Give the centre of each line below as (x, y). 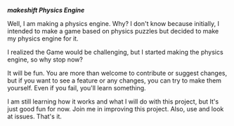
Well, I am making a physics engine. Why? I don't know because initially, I (113, 23)
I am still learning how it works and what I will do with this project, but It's (113, 101)
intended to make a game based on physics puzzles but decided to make (113, 31)
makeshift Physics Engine (46, 10)
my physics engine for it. (43, 38)
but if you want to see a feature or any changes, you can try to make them (115, 80)
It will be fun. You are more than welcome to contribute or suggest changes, (117, 73)
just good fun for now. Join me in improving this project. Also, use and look (116, 109)
